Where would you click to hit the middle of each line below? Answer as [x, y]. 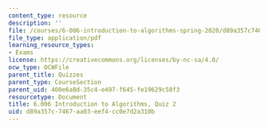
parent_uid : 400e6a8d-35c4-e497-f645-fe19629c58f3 [94, 89]
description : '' [35, 23]
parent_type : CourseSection [55, 82]
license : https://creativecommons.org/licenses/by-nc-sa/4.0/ [114, 60]
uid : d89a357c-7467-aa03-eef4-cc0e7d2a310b [82, 112]
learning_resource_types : [51, 45]
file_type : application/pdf [55, 38]
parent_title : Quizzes [46, 75]
